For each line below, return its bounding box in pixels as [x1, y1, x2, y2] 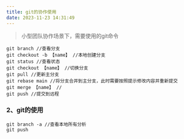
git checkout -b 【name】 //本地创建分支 [6, 52, 105, 58]
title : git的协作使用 [6, 9, 57, 15]
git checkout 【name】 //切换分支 [6, 65, 88, 71]
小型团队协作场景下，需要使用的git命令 [21, 32, 119, 40]
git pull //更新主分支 [6, 71, 60, 77]
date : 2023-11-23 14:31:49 [6, 15, 75, 21]
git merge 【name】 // [6, 84, 62, 90]
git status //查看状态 [6, 59, 60, 65]
